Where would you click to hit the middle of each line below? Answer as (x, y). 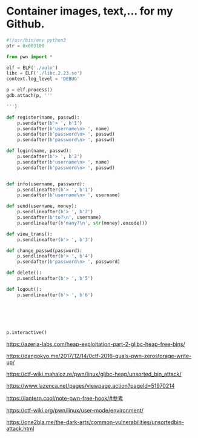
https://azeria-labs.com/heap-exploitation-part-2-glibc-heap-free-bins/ (96, 344)
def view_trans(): (29, 234)
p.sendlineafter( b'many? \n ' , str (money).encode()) (82, 223)
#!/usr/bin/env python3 (36, 40)
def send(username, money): (42, 206)
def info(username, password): (46, 184)
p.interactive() (27, 332)
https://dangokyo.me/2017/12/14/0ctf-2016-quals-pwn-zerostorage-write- (99, 356)
